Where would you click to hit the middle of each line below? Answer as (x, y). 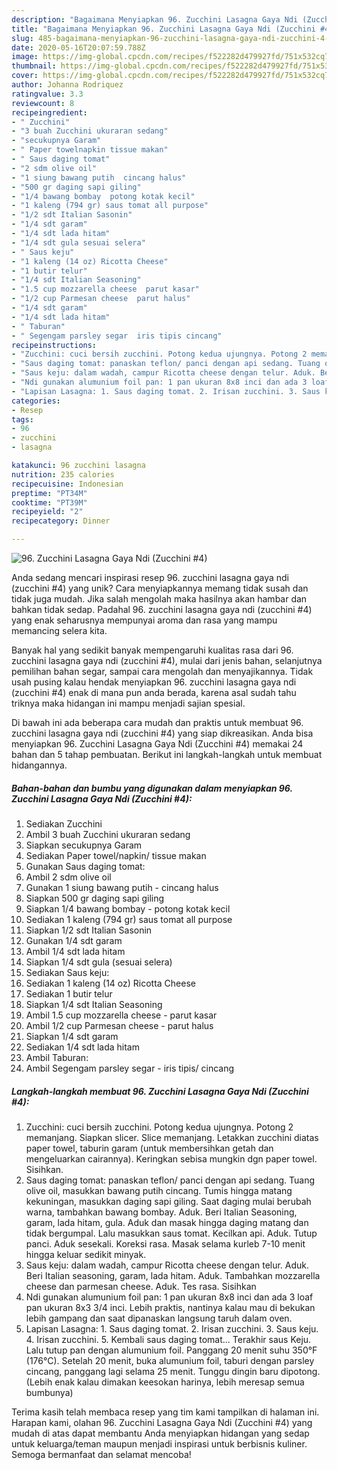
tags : (22, 419)
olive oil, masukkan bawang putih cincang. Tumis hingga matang (159, 1190)
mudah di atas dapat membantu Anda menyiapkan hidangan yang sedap (160, 1433)
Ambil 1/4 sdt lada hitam (75, 951)
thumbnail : (34, 66)
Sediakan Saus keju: (67, 972)
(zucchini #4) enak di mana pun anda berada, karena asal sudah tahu (154, 692)
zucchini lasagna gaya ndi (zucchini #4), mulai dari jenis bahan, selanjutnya (167, 660)
